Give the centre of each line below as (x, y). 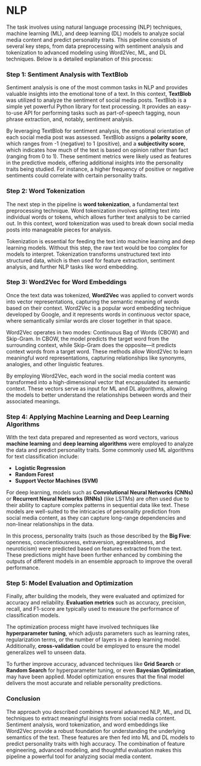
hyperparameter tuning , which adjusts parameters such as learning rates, (98, 634)
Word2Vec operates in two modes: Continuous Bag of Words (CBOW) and (98, 332)
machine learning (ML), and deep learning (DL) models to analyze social (95, 33)
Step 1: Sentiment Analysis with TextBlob (67, 74)
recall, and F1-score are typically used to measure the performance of (93, 609)
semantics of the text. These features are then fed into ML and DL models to (100, 737)
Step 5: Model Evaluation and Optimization (70, 583)
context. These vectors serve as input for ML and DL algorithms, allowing (97, 388)
